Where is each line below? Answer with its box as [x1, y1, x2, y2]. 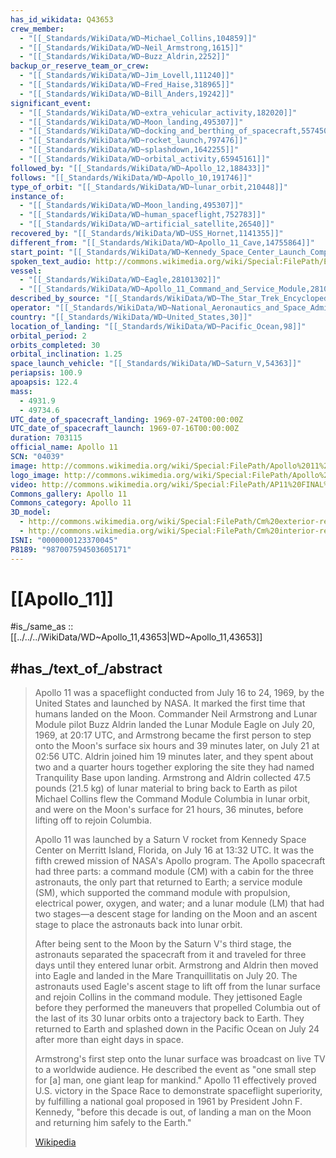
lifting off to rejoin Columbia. [34, 814, 152, 826]
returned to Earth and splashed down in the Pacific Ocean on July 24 [34, 1023, 320, 1035]
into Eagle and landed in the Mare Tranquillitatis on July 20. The [34, 970, 298, 982]
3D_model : [10, 507, 52, 518]
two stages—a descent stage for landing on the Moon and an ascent [34, 908, 318, 920]
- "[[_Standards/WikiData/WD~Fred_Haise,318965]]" [19, 80, 235, 90]
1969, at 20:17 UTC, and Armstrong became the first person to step [34, 729, 312, 741]
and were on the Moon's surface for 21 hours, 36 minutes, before [34, 804, 304, 816]
